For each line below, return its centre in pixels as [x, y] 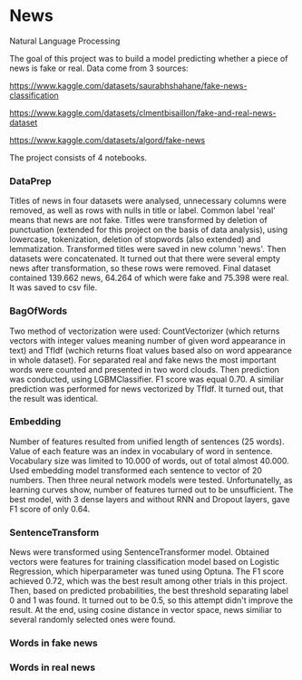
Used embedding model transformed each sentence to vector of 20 [136, 470]
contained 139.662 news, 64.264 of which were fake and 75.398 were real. [149, 278]
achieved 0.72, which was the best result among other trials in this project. [149, 581]
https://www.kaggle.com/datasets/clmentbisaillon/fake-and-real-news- [143, 112]
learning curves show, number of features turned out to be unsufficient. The [151, 490]
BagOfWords [39, 311]
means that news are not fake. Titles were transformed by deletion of [138, 220]
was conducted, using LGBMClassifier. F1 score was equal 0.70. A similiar [146, 379]
